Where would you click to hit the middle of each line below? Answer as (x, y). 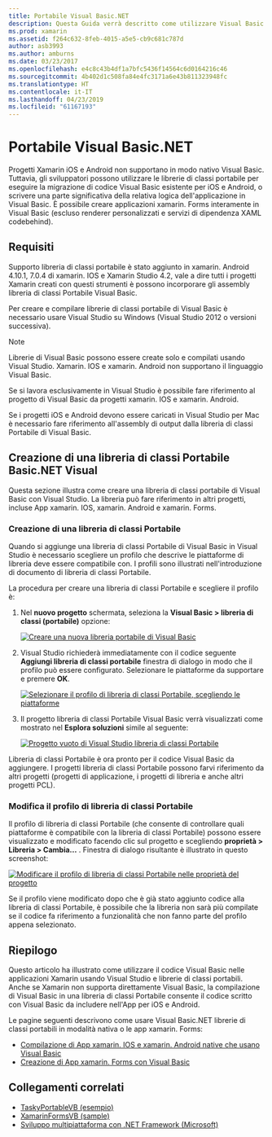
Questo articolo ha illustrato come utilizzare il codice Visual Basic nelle (127, 970)
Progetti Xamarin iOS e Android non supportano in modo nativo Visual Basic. (136, 170)
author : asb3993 (36, 46)
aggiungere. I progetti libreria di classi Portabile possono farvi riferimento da (136, 767)
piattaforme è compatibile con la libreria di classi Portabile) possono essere (135, 832)
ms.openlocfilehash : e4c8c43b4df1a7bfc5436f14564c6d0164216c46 (118, 69)
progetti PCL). (32, 785)
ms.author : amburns (42, 54)
